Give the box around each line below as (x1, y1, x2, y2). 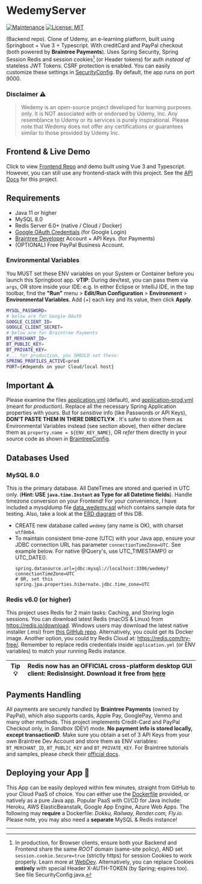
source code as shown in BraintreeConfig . (6, 435, 111, 442)
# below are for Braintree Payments (6, 330, 98, 336)
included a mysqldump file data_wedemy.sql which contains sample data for (6, 503, 195, 510)
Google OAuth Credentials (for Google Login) (14, 228, 127, 235)
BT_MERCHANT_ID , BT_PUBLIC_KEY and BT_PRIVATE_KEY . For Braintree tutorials (6, 744, 189, 751)
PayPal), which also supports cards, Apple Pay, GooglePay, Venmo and (6, 712, 182, 719)
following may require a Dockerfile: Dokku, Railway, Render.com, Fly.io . (6, 809, 183, 816)
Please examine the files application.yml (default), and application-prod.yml (6, 396, 194, 404)
